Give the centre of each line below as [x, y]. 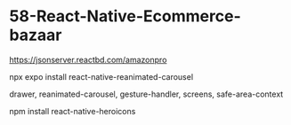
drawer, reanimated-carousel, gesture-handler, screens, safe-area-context [146, 94]
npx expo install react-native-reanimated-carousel [101, 76]
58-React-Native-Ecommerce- [125, 16]
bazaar [36, 35]
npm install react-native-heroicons [73, 111]
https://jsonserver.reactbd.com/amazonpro [88, 59]
